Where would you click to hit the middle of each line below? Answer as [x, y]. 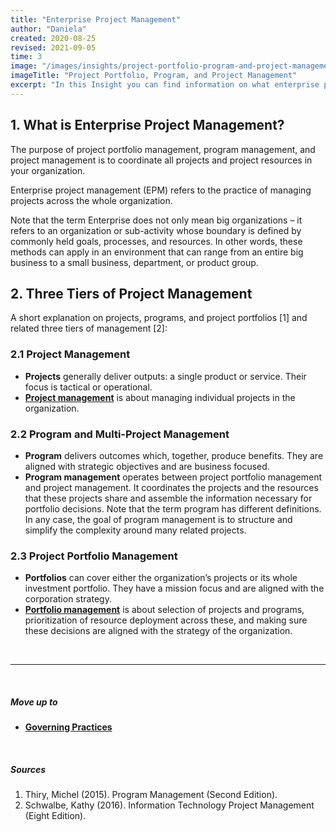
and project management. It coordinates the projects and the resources [171, 487]
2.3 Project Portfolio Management [94, 556]
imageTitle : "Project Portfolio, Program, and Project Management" [154, 76]
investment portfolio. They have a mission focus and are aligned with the [174, 588]
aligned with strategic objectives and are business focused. [147, 466]
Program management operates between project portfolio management [173, 477]
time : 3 [26, 57]
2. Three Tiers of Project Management [131, 293]
